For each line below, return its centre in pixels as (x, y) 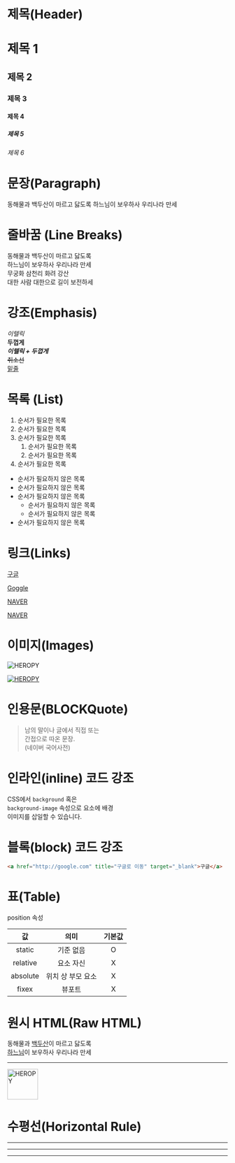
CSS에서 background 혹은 (42, 799)
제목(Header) (45, 14)
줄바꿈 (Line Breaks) (65, 235)
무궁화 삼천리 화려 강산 (38, 273)
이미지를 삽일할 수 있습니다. (45, 816)
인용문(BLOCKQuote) (68, 709)
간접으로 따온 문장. (50, 739)
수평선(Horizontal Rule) (74, 1126)
